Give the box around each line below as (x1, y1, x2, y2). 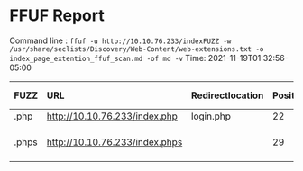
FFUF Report (9, 5, 106, 26)
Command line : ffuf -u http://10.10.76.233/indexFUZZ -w (9, 35, 232, 46)
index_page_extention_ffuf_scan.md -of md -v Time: (9, 52, 207, 63)
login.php (190, 110, 232, 122)
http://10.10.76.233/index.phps (46, 136, 183, 148)
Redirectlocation (190, 89, 264, 102)
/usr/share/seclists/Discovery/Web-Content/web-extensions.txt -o (9, 44, 264, 54)
